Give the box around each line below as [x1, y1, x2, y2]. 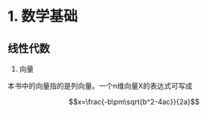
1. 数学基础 [7, 7, 78, 26]
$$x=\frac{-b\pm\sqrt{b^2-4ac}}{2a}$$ [68, 97, 200, 106]
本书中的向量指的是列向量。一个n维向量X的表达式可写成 [7, 81, 193, 90]
